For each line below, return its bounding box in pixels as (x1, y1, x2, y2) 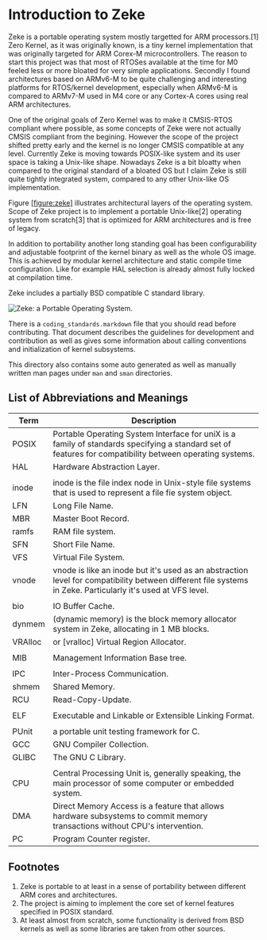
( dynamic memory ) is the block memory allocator (52, 613, 237, 624)
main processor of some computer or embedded (52, 778, 234, 789)
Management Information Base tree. (52, 652, 188, 663)
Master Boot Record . (52, 513, 130, 524)
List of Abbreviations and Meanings (8, 392, 188, 405)
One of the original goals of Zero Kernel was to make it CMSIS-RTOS (8, 115, 233, 124)
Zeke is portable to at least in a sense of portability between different (19, 881, 246, 891)
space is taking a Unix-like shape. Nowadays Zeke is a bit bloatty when (8, 157, 241, 166)
